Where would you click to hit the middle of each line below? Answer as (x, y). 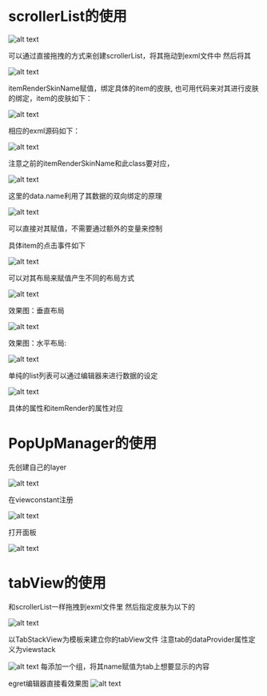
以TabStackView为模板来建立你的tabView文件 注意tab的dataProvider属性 (129, 639)
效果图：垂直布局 (36, 310)
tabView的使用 (57, 583)
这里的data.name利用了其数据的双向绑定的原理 (85, 195)
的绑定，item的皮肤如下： (51, 98)
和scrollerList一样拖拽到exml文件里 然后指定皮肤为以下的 (102, 606)
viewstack (39, 649)
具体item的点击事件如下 (47, 245)
